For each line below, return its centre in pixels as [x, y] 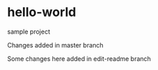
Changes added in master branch [55, 45]
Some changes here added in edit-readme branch [79, 58]
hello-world [42, 12]
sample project [29, 31]
